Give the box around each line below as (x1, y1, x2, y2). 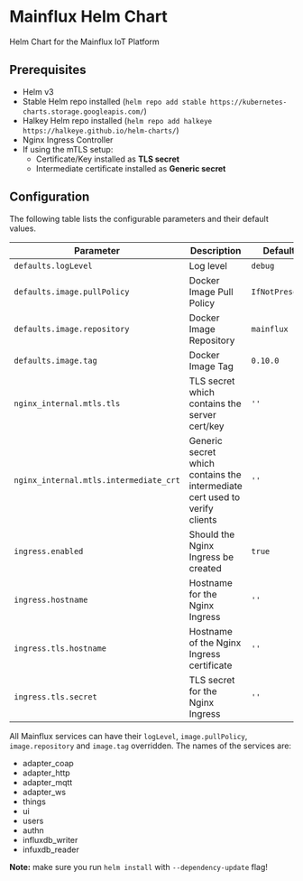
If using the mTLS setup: (22, 144, 114, 154)
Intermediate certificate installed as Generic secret (35, 162, 226, 173)
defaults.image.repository (14, 323, 130, 334)
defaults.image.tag (14, 355, 97, 366)
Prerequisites (9, 62, 87, 78)
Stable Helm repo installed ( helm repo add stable (22, 96, 207, 107)
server (188, 408, 216, 421)
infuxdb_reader (22, 844, 79, 855)
